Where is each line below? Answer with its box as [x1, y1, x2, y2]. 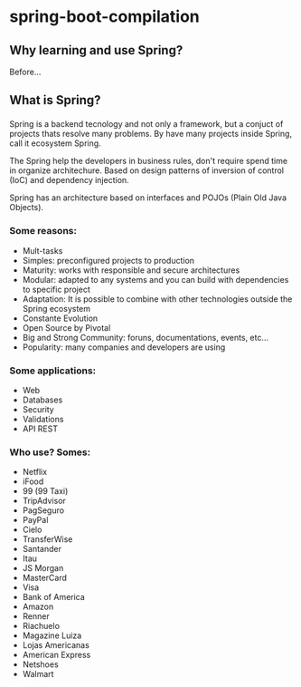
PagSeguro [22, 505, 65, 516]
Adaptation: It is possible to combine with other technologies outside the [22, 293, 293, 305]
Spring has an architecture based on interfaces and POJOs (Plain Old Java [9, 192, 287, 203]
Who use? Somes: [9, 446, 91, 459]
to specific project [22, 284, 90, 295]
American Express [22, 650, 91, 661]
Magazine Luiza [22, 630, 82, 641]
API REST [22, 423, 59, 434]
